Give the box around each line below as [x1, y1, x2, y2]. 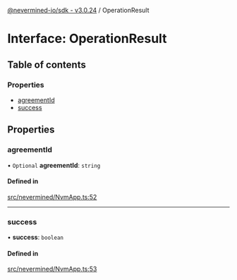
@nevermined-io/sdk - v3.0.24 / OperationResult [7, 6, 150, 14]
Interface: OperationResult [7, 31, 167, 47]
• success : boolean [7, 233, 63, 242]
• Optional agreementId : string [7, 161, 101, 169]
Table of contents [7, 59, 86, 71]
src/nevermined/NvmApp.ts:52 [7, 193, 97, 201]
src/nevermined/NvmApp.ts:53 [7, 264, 97, 274]
